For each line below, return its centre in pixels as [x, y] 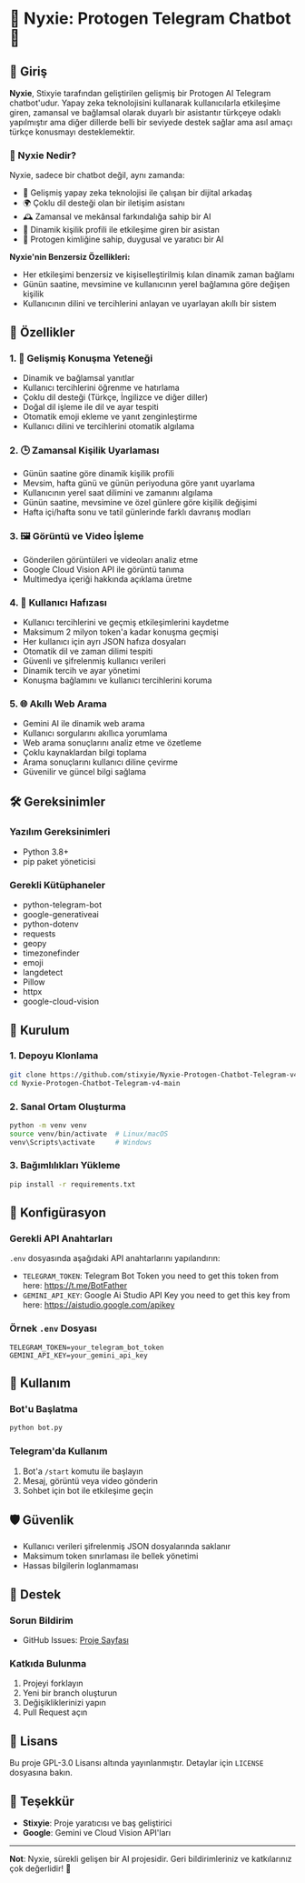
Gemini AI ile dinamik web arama [84, 724]
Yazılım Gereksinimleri [60, 832]
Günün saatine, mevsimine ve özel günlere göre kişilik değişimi [139, 503]
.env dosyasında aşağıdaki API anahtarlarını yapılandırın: [115, 1258]
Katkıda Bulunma [48, 1663]
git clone [28, 1075]
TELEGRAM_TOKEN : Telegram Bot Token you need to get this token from [151, 1276]
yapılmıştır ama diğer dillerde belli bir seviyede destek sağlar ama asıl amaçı [151, 122]
